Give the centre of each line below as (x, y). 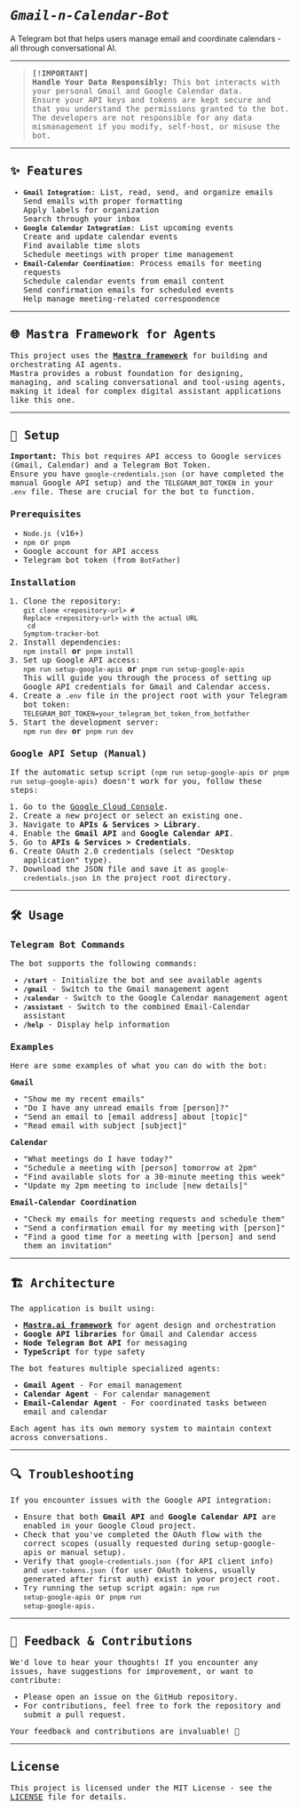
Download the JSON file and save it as (110, 869)
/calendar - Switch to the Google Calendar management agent (156, 997)
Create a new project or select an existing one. (133, 816)
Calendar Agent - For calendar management (117, 1394)
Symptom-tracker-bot (61, 634)
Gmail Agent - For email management (102, 1386)
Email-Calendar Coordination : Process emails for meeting (142, 263)
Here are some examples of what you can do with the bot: (139, 1066)
